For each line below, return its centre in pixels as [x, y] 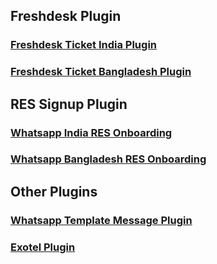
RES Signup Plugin [69, 104]
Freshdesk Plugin [66, 16]
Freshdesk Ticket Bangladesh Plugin [101, 72]
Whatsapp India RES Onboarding [91, 132]
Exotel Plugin [43, 247]
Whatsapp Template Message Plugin [101, 220]
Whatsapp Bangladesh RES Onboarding [108, 159]
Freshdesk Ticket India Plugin [83, 45]
